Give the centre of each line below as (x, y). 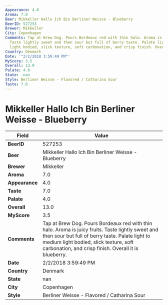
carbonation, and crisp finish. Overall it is (90, 248)
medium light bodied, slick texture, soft (88, 242)
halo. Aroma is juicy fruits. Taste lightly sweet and (100, 229)
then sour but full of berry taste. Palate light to (96, 235)
